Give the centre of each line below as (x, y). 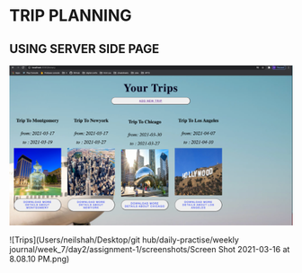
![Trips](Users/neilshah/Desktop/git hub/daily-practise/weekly (124, 240)
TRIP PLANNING (71, 16)
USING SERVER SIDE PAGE (84, 49)
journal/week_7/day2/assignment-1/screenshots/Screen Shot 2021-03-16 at (150, 249)
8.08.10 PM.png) (40, 259)
